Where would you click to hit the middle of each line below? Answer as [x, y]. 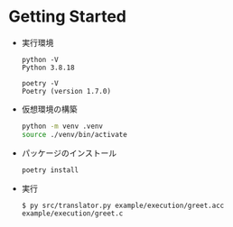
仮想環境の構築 [49, 109]
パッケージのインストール [69, 153]
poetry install [50, 170]
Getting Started [68, 17]
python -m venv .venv [62, 126]
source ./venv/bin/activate [74, 134]
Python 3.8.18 [48, 68]
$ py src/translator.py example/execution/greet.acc [123, 205]
